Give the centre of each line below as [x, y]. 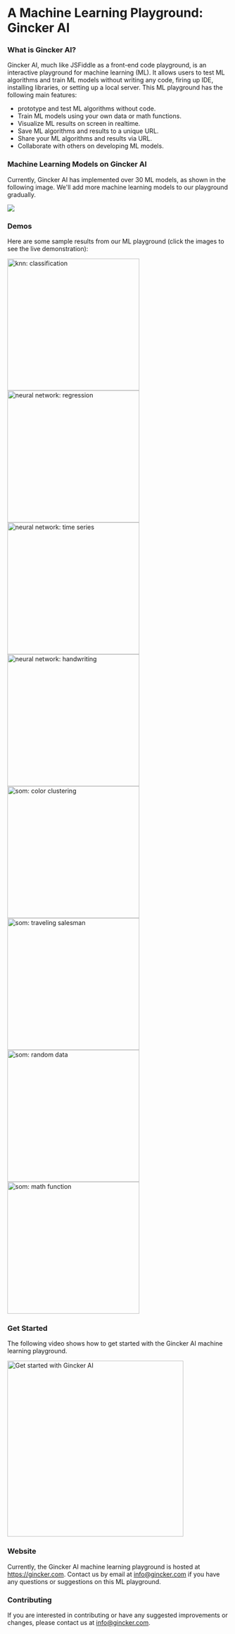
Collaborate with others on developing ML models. [90, 146]
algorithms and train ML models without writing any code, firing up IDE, [110, 80]
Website [22, 1551]
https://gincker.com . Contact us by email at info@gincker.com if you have [114, 1574]
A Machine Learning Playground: [105, 13]
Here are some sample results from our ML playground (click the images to [116, 241]
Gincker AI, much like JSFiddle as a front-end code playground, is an [107, 65]
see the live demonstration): [48, 249]
